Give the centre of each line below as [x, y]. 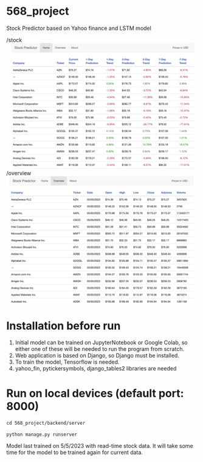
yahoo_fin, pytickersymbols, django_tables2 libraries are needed [96, 369]
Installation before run [64, 326]
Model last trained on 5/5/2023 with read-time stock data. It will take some [100, 446]
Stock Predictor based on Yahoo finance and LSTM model [79, 28]
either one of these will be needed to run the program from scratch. [99, 349]
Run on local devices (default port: [95, 393]
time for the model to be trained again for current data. [74, 452]
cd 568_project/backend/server [46, 423]
